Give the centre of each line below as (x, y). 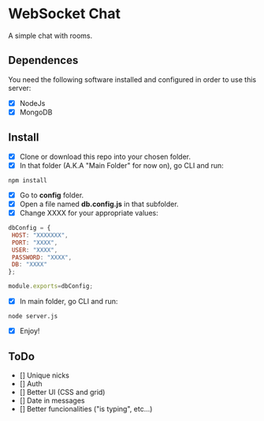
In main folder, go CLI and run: (69, 301)
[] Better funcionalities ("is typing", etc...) (86, 408)
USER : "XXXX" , (35, 250)
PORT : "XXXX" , (35, 242)
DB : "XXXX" (29, 265)
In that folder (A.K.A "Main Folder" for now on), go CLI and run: (122, 165)
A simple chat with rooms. (50, 36)
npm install (28, 180)
